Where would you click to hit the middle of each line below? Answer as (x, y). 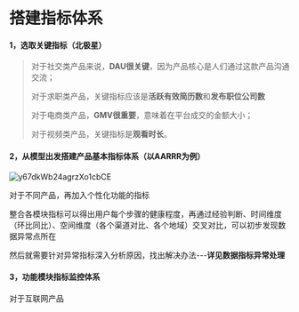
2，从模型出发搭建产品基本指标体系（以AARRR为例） (107, 156)
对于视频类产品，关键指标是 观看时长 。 (101, 134)
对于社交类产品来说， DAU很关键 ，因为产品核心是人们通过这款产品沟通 (160, 67)
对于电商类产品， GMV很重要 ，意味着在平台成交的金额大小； (142, 116)
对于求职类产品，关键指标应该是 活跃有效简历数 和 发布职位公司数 (148, 96)
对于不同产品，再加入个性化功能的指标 (79, 195)
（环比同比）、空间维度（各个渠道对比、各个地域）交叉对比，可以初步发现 (144, 225)
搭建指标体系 (57, 18)
